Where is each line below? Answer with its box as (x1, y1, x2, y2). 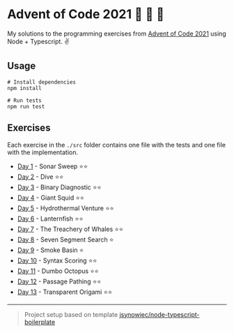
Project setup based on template (24, 310, 118, 318)
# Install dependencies (7, 78, 77, 86)
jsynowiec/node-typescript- (119, 310, 200, 318)
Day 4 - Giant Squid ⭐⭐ (17, 193, 85, 202)
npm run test (7, 103, 45, 110)
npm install (7, 84, 42, 91)
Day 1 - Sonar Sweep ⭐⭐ (17, 162, 88, 170)
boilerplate (24, 318, 56, 326)
